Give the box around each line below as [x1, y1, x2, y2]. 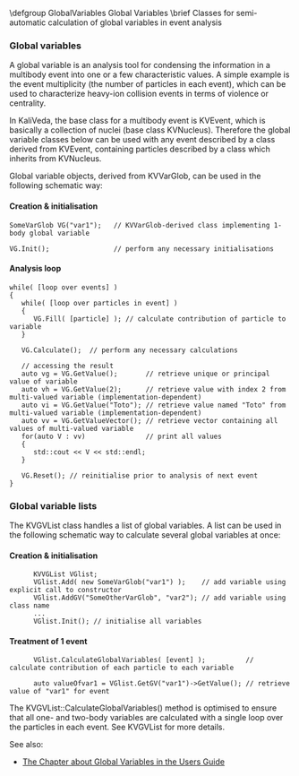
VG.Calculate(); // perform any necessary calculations [21, 345, 239, 355]
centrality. [9, 98, 47, 108]
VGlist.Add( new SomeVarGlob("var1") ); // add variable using [32, 578, 286, 587]
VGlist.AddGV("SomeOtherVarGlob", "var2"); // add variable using [32, 593, 286, 603]
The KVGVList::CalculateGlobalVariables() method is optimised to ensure [9, 703, 278, 713]
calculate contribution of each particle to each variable [9, 663, 235, 673]
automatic [9, 17, 47, 28]
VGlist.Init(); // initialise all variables [32, 617, 202, 626]
